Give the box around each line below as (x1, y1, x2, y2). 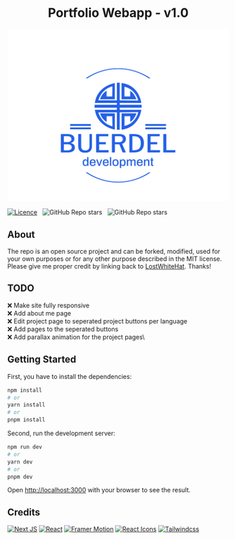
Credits (7, 506, 41, 518)
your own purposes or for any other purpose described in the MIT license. (7, 255, 222, 263)
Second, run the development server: (7, 429, 115, 437)
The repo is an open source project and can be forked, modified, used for (7, 247, 220, 256)
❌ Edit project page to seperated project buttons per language (7, 316, 188, 325)
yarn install (7, 401, 46, 409)
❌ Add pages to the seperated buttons (7, 325, 119, 333)
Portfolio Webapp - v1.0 (48, 5, 189, 21)
